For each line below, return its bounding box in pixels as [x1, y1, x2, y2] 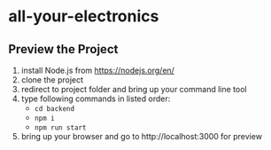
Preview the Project [8, 42, 119, 57]
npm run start [34, 123, 87, 132]
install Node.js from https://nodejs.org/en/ [20, 65, 174, 75]
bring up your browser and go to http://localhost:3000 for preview [20, 131, 263, 141]
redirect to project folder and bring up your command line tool [20, 84, 247, 94]
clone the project [20, 75, 84, 85]
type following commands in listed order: [20, 93, 171, 104]
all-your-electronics [8, 6, 159, 27]
